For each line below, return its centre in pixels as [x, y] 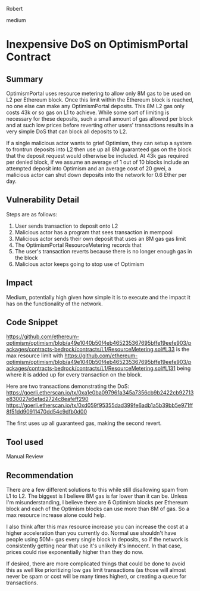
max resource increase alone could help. [56, 515]
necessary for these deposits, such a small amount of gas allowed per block [100, 119]
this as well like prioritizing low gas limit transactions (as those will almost [96, 570]
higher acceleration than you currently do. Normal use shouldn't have [91, 533]
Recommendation [40, 475]
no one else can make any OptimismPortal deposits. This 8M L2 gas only [95, 106]
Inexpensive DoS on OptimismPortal [97, 45]
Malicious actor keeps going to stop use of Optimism [79, 264]
